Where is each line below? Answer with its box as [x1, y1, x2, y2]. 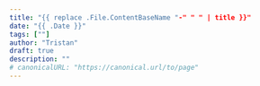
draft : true [9, 47, 54, 56]
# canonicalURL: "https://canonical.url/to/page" [9, 64, 200, 73]
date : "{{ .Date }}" [9, 21, 87, 30]
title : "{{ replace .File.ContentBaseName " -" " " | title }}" [9, 13, 252, 22]
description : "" [9, 55, 70, 64]
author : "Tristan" [9, 38, 78, 47]
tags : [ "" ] [9, 30, 50, 39]
